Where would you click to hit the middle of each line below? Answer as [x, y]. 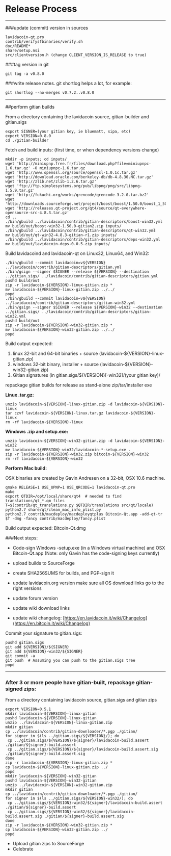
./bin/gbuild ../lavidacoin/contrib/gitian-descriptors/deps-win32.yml [83, 239]
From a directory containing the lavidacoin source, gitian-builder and [77, 116]
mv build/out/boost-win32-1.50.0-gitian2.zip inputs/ [64, 226]
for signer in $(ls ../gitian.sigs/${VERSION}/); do [62, 736]
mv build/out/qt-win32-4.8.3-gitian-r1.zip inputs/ [61, 235]
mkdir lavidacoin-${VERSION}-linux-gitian [51, 714]
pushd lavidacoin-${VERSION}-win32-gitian [51, 781]
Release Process [41, 9]
